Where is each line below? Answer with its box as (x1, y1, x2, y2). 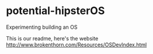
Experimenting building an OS (6, 23, 78, 31)
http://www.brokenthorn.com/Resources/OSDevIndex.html (6, 41, 147, 48)
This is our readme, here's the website (6, 35, 99, 42)
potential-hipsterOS (6, 4, 105, 18)
